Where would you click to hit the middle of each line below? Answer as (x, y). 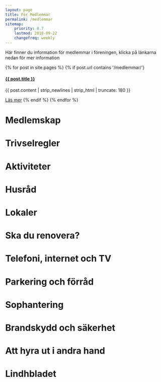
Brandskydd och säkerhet (60, 328)
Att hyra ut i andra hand (55, 351)
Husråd (21, 189)
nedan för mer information (32, 57)
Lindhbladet (31, 374)
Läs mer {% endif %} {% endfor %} (42, 100)
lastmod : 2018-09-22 (36, 33)
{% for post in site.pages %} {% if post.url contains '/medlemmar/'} (75, 67)
